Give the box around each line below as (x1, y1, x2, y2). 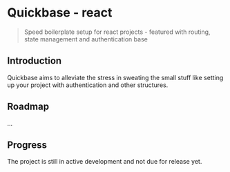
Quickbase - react (7, 5, 113, 21)
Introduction (7, 55, 62, 67)
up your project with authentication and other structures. (7, 81, 169, 89)
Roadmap (7, 101, 50, 113)
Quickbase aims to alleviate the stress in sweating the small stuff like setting (7, 73, 224, 82)
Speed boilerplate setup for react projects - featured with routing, (23, 28, 211, 36)
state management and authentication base (23, 35, 148, 43)
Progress (7, 139, 47, 151)
